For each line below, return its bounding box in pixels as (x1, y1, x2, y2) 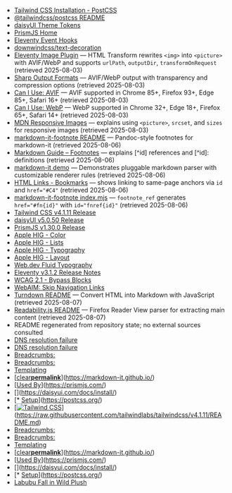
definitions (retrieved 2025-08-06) (13, 156, 115, 164)
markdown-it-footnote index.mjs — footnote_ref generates (13, 193, 186, 202)
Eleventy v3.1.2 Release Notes (13, 268, 101, 276)
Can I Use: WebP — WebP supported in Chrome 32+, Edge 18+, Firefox (13, 104, 220, 111)
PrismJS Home (13, 28, 58, 37)
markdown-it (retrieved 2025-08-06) (13, 141, 122, 149)
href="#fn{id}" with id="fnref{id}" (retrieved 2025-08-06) (13, 201, 188, 209)
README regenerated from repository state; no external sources (13, 321, 201, 329)
